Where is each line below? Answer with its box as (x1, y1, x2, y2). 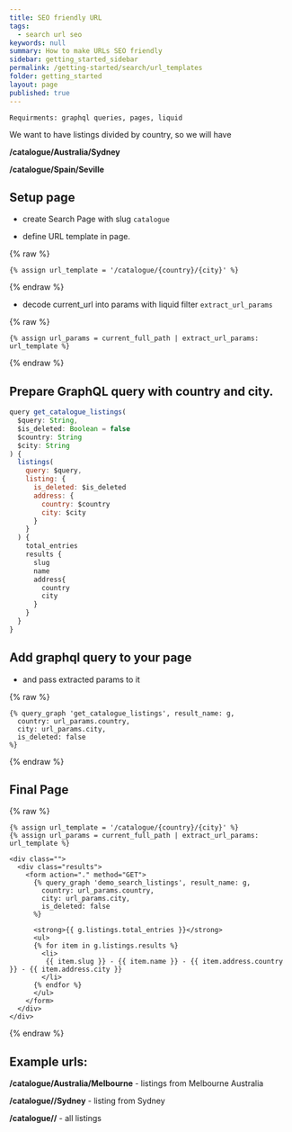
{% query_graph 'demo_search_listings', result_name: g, (32, 878, 252, 887)
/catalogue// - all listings (9, 1113, 102, 1124)
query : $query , (25, 466, 83, 475)
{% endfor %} (32, 981, 83, 990)
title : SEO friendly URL (9, 13, 102, 22)
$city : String (17, 441, 70, 450)
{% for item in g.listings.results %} (32, 941, 179, 950)
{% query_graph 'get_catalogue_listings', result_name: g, (9, 708, 235, 718)
